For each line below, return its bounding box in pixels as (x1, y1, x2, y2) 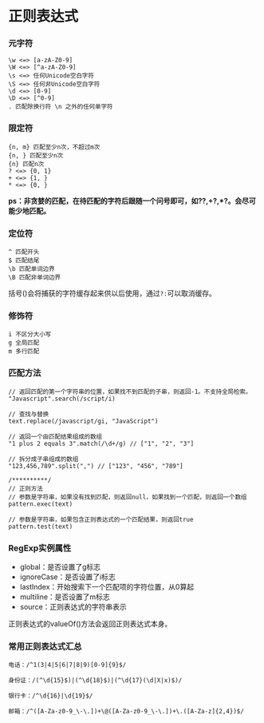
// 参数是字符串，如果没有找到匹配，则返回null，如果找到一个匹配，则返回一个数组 (8, 493, 247, 501)
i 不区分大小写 (8, 331, 52, 339)
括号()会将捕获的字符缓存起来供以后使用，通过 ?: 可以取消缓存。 (8, 288, 217, 298)
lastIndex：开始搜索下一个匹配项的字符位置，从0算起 (19, 582, 194, 591)
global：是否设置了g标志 (19, 562, 101, 571)
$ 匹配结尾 (8, 256, 40, 264)
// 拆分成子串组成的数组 (8, 455, 79, 463)
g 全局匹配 (8, 339, 40, 348)
